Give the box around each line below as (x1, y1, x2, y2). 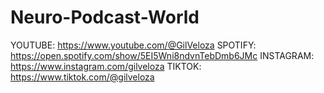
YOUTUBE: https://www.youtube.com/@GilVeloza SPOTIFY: (10, 39, 257, 51)
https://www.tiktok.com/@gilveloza (10, 71, 155, 83)
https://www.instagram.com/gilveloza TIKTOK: (10, 60, 202, 72)
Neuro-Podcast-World (10, 6, 200, 29)
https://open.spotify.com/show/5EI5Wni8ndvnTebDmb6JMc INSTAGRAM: (10, 49, 315, 61)
